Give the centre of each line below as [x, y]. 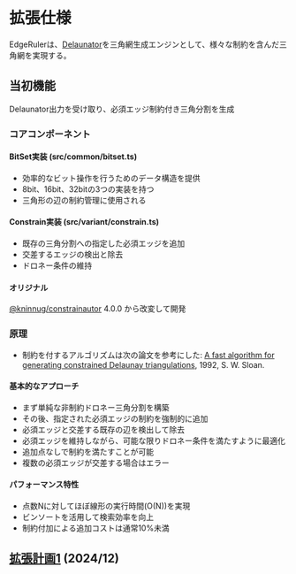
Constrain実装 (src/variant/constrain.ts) [84, 222]
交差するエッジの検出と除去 [72, 255]
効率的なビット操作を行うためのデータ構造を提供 [111, 178]
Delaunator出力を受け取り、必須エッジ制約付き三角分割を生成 [122, 109]
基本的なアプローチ [44, 386]
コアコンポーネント [50, 134]
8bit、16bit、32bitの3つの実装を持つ [88, 189]
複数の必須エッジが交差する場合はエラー [95, 463]
